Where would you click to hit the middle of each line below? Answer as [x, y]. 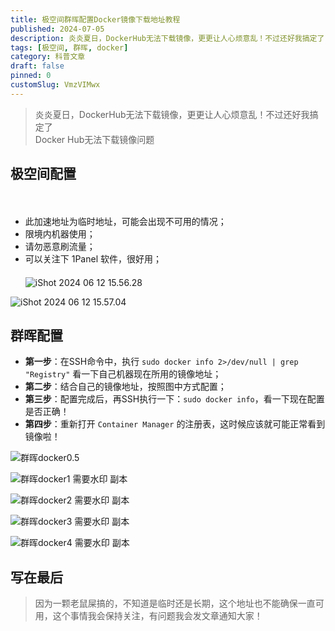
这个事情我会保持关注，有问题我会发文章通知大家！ [157, 616]
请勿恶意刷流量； [60, 246]
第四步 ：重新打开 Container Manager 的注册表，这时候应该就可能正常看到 [175, 424]
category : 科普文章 [48, 57]
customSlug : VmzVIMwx [55, 85]
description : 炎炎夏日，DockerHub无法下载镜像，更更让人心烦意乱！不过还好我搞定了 [167, 38]
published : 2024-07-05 [57, 29]
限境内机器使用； [60, 233]
